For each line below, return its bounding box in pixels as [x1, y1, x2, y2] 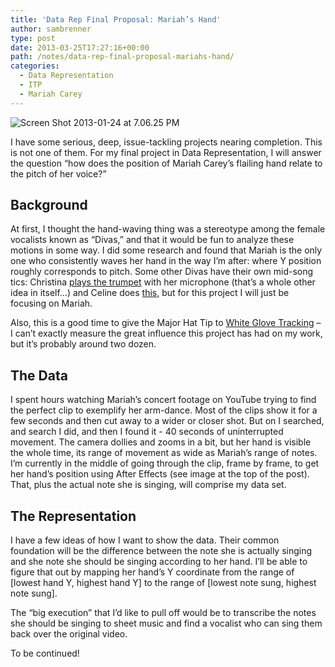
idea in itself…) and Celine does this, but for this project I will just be [10, 287, 290, 299]
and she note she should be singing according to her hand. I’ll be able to [10, 556, 308, 568]
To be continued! [10, 647, 80, 660]
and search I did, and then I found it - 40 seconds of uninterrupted [10, 426, 284, 438]
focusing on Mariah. [10, 297, 93, 310]
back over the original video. [10, 628, 128, 640]
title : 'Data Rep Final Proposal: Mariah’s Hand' [10, 14, 222, 25]
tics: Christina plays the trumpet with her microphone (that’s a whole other [10, 276, 316, 288]
